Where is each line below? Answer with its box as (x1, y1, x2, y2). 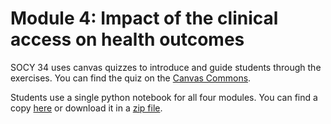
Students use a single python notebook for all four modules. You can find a (10, 91, 318, 103)
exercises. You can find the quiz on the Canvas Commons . (10, 72, 252, 84)
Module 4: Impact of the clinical (10, 7, 279, 30)
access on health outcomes (10, 28, 245, 51)
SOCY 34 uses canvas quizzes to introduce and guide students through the (10, 61, 322, 73)
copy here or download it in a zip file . (10, 102, 163, 114)
